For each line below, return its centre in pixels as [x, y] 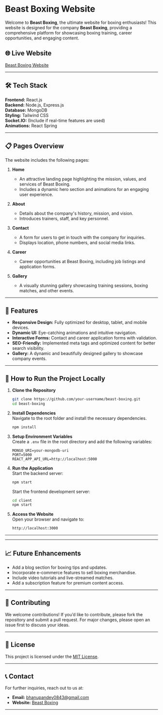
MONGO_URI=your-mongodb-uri [40, 451]
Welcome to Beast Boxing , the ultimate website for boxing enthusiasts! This [81, 22]
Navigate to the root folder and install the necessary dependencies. [79, 418]
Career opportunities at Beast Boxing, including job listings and [82, 262]
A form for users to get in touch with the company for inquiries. [82, 238]
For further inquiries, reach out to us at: [44, 688]
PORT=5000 [22, 455]
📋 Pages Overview [34, 146]
